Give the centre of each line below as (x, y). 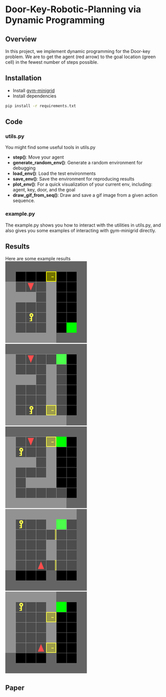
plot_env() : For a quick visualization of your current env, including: (82, 184)
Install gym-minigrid (34, 90)
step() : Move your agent (38, 157)
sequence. (24, 201)
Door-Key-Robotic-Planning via (73, 9)
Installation (23, 78)
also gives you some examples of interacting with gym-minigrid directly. (81, 230)
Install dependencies (35, 96)
